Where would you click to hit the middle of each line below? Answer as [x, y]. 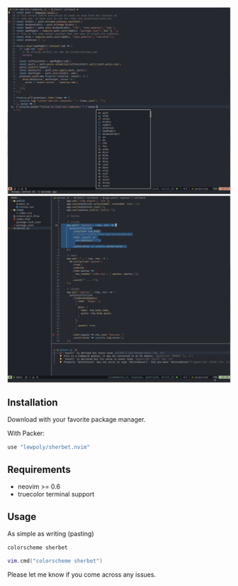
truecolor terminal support [56, 494]
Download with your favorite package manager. [76, 420]
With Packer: [26, 433]
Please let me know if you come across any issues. [82, 574]
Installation [33, 403]
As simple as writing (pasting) [51, 533]
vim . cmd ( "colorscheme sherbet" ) [55, 561]
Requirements [39, 469]
